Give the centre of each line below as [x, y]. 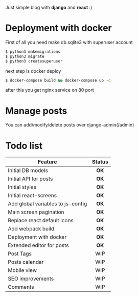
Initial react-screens [32, 196]
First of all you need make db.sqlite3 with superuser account [69, 42]
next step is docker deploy [33, 71]
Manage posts [36, 111]
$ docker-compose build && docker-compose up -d [58, 80]
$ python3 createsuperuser [34, 61]
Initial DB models [28, 171]
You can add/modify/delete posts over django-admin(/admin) [70, 125]
